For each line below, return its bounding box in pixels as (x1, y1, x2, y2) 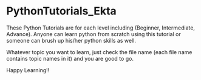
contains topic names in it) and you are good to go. (6, 55, 134, 62)
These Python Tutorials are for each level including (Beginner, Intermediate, (6, 24, 196, 31)
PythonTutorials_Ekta (6, 4, 117, 18)
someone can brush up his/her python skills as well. (6, 37, 137, 44)
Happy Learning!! (6, 66, 50, 73)
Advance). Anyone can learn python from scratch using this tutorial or (6, 30, 181, 37)
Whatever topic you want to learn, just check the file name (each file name (6, 48, 192, 55)
